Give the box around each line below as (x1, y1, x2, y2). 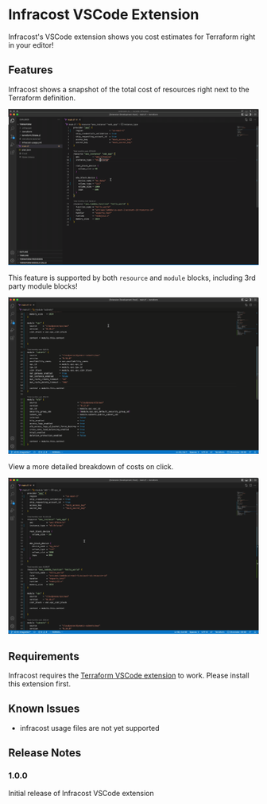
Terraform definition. (8, 93, 76, 103)
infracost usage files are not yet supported (19, 723, 161, 732)
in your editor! (8, 40, 54, 49)
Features (8, 64, 53, 77)
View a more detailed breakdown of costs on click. (8, 461, 174, 471)
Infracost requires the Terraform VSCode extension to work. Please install (8, 670, 250, 681)
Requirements (8, 650, 79, 663)
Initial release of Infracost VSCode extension (8, 788, 155, 798)
